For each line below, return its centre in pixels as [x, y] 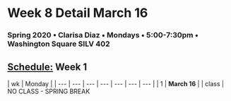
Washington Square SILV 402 [59, 44]
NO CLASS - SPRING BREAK [49, 91]
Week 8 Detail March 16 [78, 13]
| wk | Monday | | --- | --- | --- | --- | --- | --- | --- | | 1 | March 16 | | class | [116, 83]
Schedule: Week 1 [47, 67]
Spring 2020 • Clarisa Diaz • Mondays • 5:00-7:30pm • [103, 35]
